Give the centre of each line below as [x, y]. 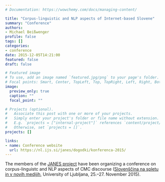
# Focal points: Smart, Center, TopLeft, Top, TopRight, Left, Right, [79, 82]
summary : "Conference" [28, 23]
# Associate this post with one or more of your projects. [69, 114]
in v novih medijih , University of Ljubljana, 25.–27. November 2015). [73, 174]
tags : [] [14, 41]
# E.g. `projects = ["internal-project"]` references [63, 123]
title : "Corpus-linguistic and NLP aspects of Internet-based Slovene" [80, 18]
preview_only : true [29, 91]
